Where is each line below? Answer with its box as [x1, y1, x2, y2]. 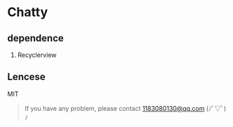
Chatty [7, 4, 48, 20]
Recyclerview [17, 51, 57, 59]
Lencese [7, 71, 46, 83]
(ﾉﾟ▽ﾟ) [206, 104, 227, 112]
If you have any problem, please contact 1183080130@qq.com [24, 104, 205, 112]
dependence [7, 32, 65, 44]
